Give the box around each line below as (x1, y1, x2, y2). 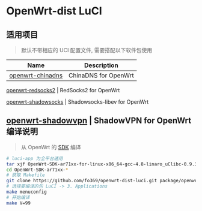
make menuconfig (6, 189, 47, 195)
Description (84, 61, 118, 70)
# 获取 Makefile (6, 172, 45, 178)
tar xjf (6, 161, 26, 167)
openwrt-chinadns (9, 71, 63, 79)
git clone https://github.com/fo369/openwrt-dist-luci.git (6, 178, 158, 184)
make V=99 (6, 200, 31, 206)
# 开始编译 (6, 194, 30, 200)
